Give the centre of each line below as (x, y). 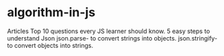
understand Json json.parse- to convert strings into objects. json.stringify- (112, 38)
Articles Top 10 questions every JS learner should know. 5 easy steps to (109, 31)
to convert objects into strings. (50, 45)
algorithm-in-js (51, 12)
